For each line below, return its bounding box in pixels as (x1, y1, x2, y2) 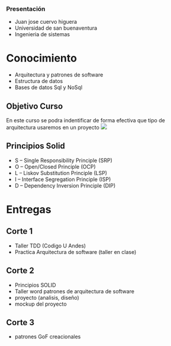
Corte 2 (6, 266, 34, 276)
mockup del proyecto (14, 300, 67, 307)
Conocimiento (6, 52, 77, 65)
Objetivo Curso (6, 101, 63, 111)
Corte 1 (6, 226, 33, 236)
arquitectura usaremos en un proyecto (6, 124, 99, 131)
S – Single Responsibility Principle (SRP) (14, 157, 112, 164)
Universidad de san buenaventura (14, 24, 98, 31)
